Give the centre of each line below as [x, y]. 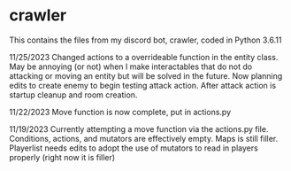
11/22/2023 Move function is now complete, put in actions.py [120, 112]
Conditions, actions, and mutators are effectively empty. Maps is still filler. [144, 138]
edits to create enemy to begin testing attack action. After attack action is [143, 85]
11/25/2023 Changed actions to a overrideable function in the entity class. [144, 57]
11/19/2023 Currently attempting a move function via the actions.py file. [139, 128]
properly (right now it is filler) [62, 157]
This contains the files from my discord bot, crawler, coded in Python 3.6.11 [145, 40]
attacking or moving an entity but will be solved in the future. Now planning [146, 75]
